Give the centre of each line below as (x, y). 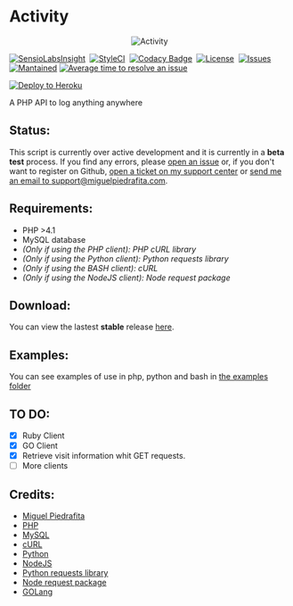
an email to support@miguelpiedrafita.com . (89, 180)
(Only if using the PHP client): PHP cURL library (109, 249)
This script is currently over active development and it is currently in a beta (147, 152)
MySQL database (54, 239)
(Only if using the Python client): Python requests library (125, 258)
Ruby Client (43, 436)
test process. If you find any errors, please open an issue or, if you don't (142, 162)
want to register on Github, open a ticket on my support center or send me (146, 170)
